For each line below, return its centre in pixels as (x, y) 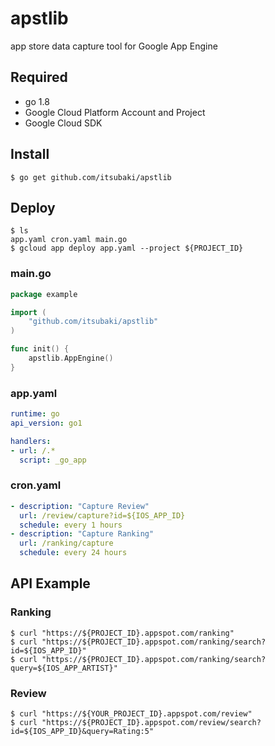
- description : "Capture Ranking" (82, 534)
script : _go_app (53, 460)
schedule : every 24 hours (73, 553)
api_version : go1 (46, 423)
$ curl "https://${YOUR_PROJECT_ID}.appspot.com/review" (131, 714)
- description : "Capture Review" (80, 506)
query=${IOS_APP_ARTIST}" (64, 668)
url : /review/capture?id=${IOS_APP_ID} (102, 515)
